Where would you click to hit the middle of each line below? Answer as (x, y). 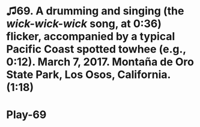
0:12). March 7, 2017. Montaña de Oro (100, 62)
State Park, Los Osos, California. (89, 75)
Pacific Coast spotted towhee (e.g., (96, 49)
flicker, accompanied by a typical (91, 37)
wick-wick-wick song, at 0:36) (84, 24)
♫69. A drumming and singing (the (95, 11)
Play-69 (26, 115)
